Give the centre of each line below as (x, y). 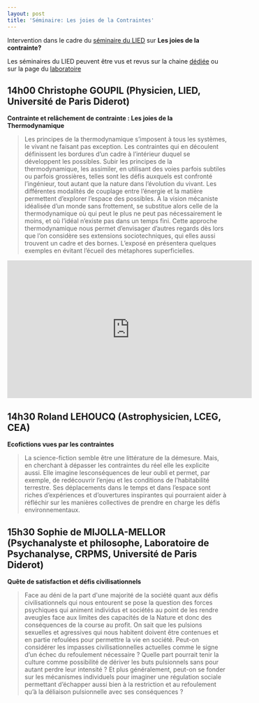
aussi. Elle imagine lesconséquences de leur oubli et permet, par (117, 473)
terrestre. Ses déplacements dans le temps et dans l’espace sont (117, 488)
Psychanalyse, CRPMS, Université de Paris (102, 554)
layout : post (26, 14)
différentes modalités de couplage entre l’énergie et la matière (113, 191)
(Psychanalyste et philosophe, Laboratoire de (108, 543)
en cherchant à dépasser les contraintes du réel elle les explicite (117, 465)
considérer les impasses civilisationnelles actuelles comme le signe (121, 647)
